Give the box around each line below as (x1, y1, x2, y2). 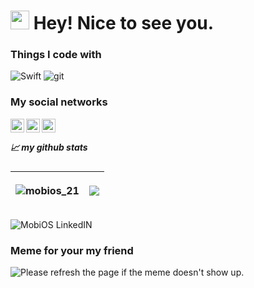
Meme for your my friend (10, 243, 134, 257)
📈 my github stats (10, 141, 88, 154)
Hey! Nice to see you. (33, 12, 215, 35)
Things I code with (10, 48, 102, 62)
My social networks (10, 95, 108, 109)
